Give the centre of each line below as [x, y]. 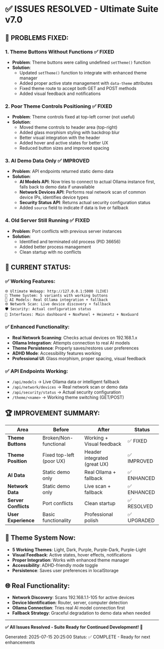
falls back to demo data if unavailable [57, 187]
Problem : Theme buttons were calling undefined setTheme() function [81, 62]
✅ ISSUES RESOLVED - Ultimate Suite [82, 9]
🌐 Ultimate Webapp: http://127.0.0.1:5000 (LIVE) [57, 291]
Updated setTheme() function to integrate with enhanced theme [83, 72]
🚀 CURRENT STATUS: [38, 267]
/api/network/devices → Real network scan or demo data [70, 387]
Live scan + [98, 486]
